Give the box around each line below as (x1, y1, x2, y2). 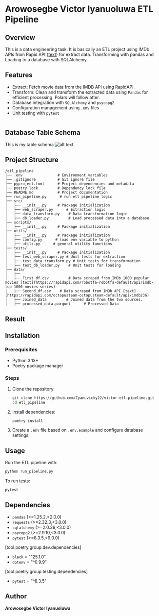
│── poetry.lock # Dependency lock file (5, 186, 106, 191)
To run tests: (5, 478, 30, 484)
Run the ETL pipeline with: (5, 460, 58, 466)
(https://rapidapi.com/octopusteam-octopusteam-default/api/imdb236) (5, 293, 150, 298)
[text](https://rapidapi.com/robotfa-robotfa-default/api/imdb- (20, 280, 154, 285)
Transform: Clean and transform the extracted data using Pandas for (12, 89, 148, 95)
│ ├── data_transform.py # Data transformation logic (5, 212, 128, 217)
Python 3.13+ (12, 357, 39, 363)
